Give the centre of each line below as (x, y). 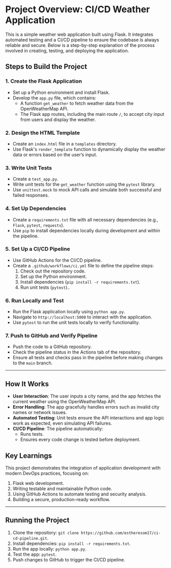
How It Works (27, 384)
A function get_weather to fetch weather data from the (77, 103)
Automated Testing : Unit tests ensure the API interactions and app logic (88, 418)
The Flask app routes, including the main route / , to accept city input (92, 114)
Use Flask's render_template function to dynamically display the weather (89, 149)
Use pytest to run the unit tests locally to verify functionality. (76, 323)
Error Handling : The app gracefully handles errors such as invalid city (86, 407)
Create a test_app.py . (35, 179)
